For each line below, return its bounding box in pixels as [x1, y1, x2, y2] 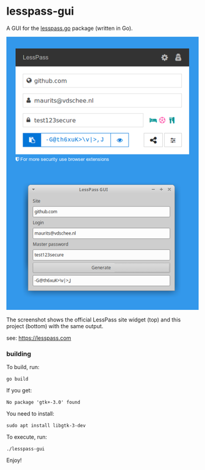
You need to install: [6, 410, 55, 417]
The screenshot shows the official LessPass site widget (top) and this [6, 316, 181, 323]
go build [6, 376, 29, 383]
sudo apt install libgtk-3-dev [6, 423, 86, 429]
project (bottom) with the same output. [6, 322, 104, 329]
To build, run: [6, 364, 40, 371]
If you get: [6, 387, 32, 394]
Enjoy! [6, 457, 23, 464]
